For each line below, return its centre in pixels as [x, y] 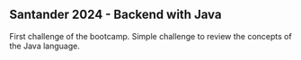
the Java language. [45, 46]
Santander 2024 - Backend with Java [115, 15]
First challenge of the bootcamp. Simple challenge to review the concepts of [150, 36]
